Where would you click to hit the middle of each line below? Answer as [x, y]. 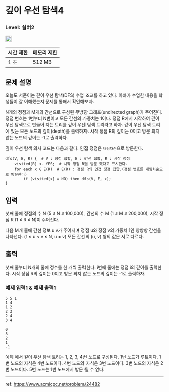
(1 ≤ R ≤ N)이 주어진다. [37, 220]
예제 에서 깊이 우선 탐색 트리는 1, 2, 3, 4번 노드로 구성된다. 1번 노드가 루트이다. [82, 357]
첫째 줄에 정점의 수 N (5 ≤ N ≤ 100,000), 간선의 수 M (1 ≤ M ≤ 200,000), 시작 [82, 213]
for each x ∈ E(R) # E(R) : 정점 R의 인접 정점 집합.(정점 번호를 [79, 169]
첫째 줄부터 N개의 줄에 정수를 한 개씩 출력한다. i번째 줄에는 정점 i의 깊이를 [77, 267]
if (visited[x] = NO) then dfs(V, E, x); [67, 179]
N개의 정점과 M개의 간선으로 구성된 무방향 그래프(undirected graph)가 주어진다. [84, 112]
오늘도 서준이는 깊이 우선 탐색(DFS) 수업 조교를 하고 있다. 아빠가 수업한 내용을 [81, 95]
